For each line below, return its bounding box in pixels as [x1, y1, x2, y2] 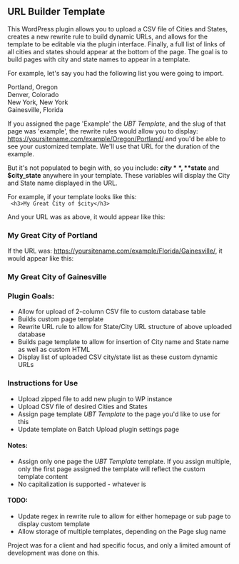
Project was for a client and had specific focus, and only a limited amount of [7, 541, 231, 550]
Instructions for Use [7, 378, 78, 388]
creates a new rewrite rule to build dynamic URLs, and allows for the [7, 32, 208, 41]
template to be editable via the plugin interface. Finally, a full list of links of [7, 39, 226, 49]
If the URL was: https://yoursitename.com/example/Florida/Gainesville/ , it [7, 246, 223, 256]
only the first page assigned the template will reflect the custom [17, 464, 205, 473]
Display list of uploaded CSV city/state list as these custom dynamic [17, 353, 218, 361]
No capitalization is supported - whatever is [17, 480, 146, 488]
